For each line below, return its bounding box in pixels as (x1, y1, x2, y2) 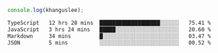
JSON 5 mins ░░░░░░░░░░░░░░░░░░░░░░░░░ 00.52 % (7, 39, 212, 46)
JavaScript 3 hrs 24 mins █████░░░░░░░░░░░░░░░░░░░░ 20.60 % (7, 25, 212, 33)
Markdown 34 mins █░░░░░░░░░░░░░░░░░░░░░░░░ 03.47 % (7, 33, 212, 40)
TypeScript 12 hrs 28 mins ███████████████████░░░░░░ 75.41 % (7, 19, 212, 26)
